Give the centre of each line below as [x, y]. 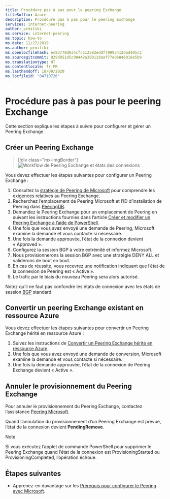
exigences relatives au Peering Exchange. [56, 196]
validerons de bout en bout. [41, 260]
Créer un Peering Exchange [49, 148]
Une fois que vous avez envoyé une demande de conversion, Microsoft [87, 354]
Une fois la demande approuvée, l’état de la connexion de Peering [81, 365]
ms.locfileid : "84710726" [32, 76]
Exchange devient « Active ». [43, 370]
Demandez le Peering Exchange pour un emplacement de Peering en [85, 212]
